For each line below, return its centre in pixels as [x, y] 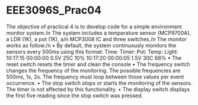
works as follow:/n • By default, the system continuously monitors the [91, 45]
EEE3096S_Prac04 [54, 10]
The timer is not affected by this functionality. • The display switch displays [98, 89]
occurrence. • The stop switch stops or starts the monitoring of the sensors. [99, 83]
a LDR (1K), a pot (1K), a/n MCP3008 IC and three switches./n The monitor [96, 39]
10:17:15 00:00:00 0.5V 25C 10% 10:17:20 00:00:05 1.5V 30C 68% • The [94, 58]
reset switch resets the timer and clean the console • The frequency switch [98, 64]
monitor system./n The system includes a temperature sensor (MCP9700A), [99, 32]
